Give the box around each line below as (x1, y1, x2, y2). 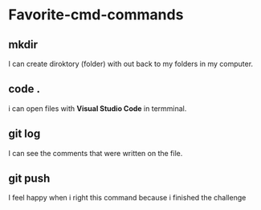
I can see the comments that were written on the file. (8, 148, 183, 158)
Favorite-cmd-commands (8, 6, 184, 24)
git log (8, 127, 41, 141)
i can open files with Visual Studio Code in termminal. (8, 103, 187, 113)
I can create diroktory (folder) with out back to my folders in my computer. (8, 59, 254, 68)
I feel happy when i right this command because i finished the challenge (8, 193, 247, 203)
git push (8, 171, 51, 186)
